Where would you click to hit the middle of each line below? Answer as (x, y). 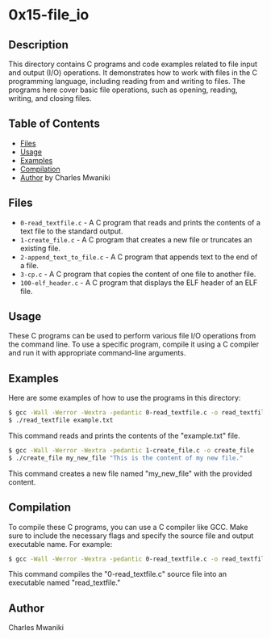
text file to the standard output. (71, 231)
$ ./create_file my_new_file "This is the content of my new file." (126, 458)
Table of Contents (54, 124)
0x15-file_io (49, 15)
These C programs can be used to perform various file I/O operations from (132, 336)
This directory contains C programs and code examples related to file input (133, 64)
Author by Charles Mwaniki (65, 177)
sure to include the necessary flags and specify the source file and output (131, 536)
